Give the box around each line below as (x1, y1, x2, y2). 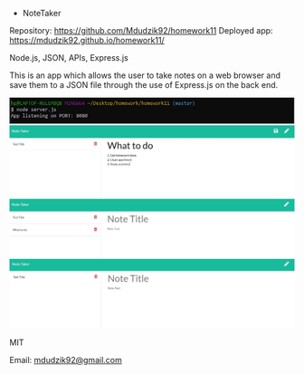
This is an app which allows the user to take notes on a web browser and (9, 70, 280, 81)
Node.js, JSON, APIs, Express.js (9, 53, 128, 62)
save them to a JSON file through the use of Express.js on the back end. (9, 80, 279, 90)
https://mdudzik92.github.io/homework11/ (9, 35, 165, 45)
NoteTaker (22, 8, 62, 18)
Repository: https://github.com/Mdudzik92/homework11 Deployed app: (9, 25, 273, 35)
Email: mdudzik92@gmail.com (9, 355, 122, 366)
